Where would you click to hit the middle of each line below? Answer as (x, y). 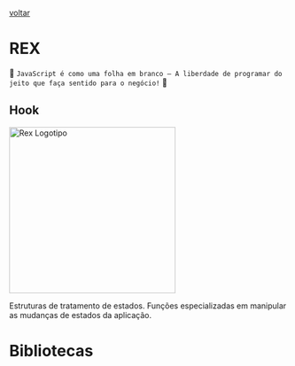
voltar (20, 13)
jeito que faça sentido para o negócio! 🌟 (89, 82)
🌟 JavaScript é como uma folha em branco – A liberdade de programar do (146, 73)
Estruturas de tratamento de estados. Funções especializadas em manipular (148, 306)
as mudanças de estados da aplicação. (81, 315)
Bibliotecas (51, 350)
